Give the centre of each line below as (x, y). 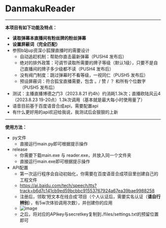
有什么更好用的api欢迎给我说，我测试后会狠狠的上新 (65, 112)
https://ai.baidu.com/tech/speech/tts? (58, 185)
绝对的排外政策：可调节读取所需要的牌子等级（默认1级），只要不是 (87, 63)
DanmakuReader (40, 9)
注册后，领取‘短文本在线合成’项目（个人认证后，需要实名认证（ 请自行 (90, 196)
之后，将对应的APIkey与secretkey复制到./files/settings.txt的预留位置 (89, 214)
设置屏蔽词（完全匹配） (36, 44)
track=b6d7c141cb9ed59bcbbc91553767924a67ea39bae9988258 (87, 190)
